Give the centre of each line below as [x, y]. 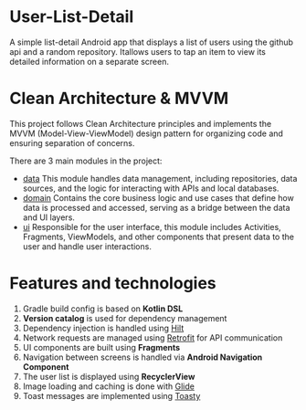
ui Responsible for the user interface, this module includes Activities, [152, 226]
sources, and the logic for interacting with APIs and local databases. [151, 188]
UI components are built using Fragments [101, 347]
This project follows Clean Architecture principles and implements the [141, 123]
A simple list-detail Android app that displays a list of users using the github [152, 42]
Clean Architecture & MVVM [119, 99]
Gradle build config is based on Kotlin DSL [103, 309]
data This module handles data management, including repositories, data [160, 178]
